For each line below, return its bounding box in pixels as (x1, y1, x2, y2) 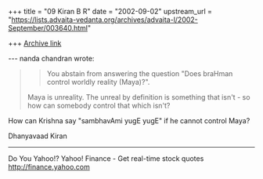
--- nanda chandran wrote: (8, 54, 95, 63)
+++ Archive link (8, 38, 62, 48)
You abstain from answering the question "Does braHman (46, 69, 233, 78)
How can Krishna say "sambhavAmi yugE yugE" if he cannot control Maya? (8, 116, 250, 125)
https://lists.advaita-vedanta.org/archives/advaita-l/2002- (11, 15, 198, 24)
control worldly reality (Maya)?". (46, 78, 150, 86)
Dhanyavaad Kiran (8, 131, 68, 141)
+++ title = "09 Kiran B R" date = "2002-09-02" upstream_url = (8, 7, 213, 16)
